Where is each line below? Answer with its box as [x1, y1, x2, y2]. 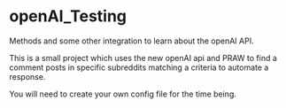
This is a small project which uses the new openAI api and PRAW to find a [9, 52, 277, 63]
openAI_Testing [9, 6, 127, 27]
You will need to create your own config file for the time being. [9, 89, 237, 99]
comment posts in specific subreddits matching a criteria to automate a [9, 62, 269, 73]
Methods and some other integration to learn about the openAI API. [9, 35, 254, 46]
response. [9, 71, 46, 81]
